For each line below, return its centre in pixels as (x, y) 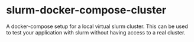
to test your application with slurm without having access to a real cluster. (96, 32)
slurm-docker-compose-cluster (86, 10)
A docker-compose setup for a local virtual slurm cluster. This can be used (97, 26)
